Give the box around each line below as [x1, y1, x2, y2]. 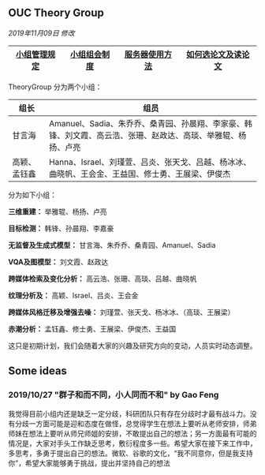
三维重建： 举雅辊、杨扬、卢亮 [8, 207, 107, 216]
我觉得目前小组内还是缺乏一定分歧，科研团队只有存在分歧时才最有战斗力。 [8, 409, 250, 418]
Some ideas [8, 365, 67, 378]
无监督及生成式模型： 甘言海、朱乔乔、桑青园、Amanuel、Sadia [8, 240, 216, 249]
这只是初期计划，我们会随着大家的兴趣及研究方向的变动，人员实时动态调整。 [8, 341, 257, 350]
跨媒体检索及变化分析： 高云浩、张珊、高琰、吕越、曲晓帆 [8, 274, 197, 283]
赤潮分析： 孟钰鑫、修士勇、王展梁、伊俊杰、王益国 [8, 324, 176, 334]
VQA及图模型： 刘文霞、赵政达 [8, 256, 109, 267]
